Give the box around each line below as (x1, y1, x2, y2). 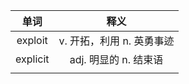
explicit (15, 52, 50, 66)
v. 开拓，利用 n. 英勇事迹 (58, 34, 175, 48)
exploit (16, 34, 48, 47)
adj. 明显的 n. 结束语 (69, 53, 164, 66)
